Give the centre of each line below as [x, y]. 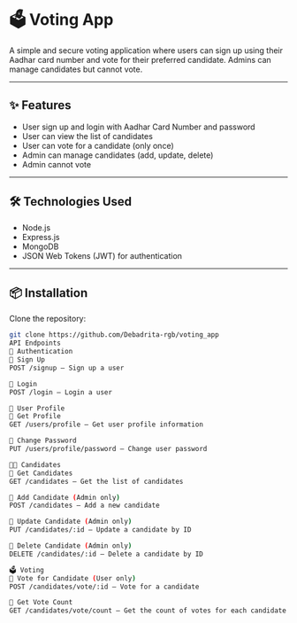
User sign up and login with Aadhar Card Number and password [138, 127]
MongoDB [40, 246]
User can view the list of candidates [87, 136]
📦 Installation [49, 293]
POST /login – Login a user [61, 392]
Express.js [41, 237]
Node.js [36, 227]
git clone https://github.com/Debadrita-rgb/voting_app [114, 335]
